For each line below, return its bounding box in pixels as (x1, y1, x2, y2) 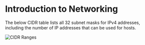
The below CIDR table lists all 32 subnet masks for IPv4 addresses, (5, 20, 141, 25)
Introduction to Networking (5, 3, 119, 15)
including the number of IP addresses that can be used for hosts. (5, 24, 136, 30)
